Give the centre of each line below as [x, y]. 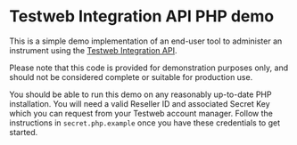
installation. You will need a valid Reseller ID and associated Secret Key [140, 103]
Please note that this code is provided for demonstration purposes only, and [148, 68]
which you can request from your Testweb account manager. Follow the [141, 113]
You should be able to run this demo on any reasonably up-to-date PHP [140, 94]
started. [24, 132]
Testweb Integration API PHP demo [142, 16]
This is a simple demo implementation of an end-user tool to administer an [146, 41]
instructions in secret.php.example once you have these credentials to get [145, 123]
